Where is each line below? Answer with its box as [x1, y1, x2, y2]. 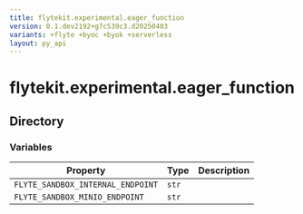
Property [66, 164, 106, 177]
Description [198, 164, 250, 177]
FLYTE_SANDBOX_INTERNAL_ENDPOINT [14, 180, 159, 190]
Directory [9, 113, 64, 129]
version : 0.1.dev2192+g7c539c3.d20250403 [9, 22, 169, 31]
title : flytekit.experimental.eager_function [9, 13, 184, 23]
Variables [9, 141, 53, 153]
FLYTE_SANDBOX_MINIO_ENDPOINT [14, 192, 145, 202]
